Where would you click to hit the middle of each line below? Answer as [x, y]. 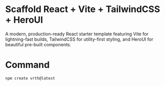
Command [27, 65]
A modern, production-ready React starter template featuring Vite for [77, 34]
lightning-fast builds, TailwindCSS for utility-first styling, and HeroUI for [79, 39]
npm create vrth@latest [30, 78]
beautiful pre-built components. [38, 44]
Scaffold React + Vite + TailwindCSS [83, 9]
